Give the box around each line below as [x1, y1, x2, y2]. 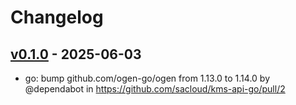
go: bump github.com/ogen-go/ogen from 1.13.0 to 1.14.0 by [24, 72, 271, 84]
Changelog [10, 6, 104, 29]
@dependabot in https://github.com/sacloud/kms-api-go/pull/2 [24, 83, 286, 95]
